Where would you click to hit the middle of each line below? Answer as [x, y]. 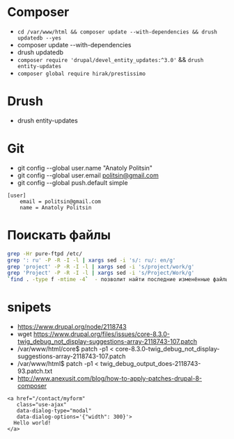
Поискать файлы [59, 235]
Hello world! [32, 423]
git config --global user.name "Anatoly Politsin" [85, 168]
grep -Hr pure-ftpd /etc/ [45, 254]
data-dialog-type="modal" [54, 411]
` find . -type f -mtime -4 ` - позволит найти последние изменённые [109, 280]
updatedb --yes [39, 38]
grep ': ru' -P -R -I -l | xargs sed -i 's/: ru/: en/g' [92, 260]
